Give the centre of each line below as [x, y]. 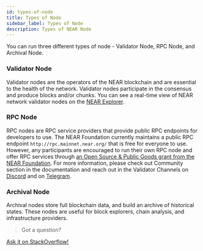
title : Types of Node [34, 18]
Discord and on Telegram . [39, 176]
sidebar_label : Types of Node [45, 23]
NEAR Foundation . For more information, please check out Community [95, 163]
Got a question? [41, 230]
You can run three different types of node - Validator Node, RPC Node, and [101, 46]
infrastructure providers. [37, 218]
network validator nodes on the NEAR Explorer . [65, 101]
